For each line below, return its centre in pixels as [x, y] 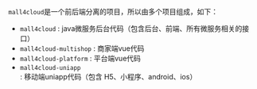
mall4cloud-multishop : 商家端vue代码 [82, 48]
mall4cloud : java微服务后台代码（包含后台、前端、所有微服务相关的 [131, 29]
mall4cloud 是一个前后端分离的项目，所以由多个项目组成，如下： [113, 12]
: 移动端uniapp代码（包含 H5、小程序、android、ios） [108, 77]
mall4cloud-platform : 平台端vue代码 [80, 58]
